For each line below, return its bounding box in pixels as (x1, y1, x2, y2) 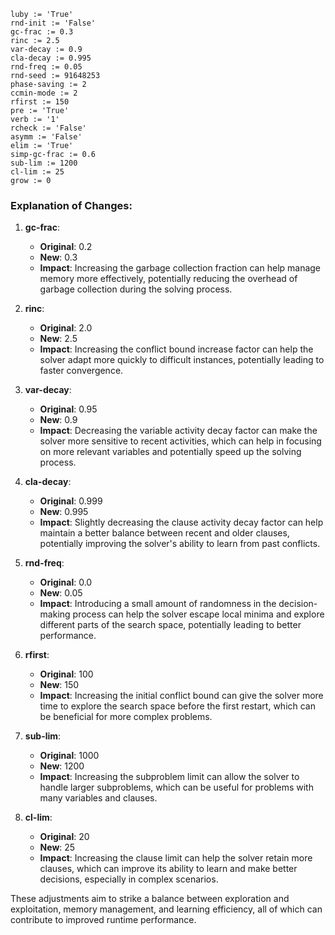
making (39, 608, 71, 620)
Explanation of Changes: (10, 198, 133, 212)
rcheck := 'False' (10, 123, 87, 133)
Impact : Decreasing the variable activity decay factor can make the (39, 425, 318, 437)
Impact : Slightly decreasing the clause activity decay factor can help (39, 516, 324, 529)
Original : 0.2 (39, 241, 93, 253)
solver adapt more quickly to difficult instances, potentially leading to (39, 354, 325, 366)
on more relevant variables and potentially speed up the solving (39, 446, 302, 458)
